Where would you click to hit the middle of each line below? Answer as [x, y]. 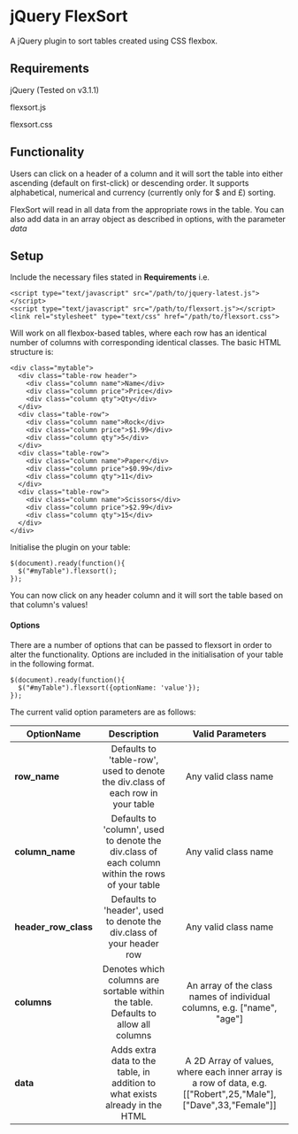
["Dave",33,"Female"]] [229, 1105]
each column [134, 862]
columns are [134, 980]
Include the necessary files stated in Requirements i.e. [110, 277]
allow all [134, 1024]
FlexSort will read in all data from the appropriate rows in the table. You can [147, 209]
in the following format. [52, 663]
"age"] [230, 1018]
